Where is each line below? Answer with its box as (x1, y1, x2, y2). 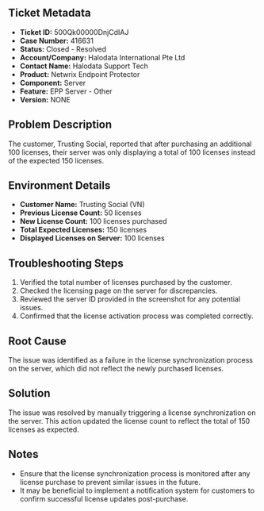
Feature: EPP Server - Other (19, 86, 113, 96)
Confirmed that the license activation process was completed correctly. (19, 311, 254, 321)
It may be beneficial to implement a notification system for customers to (19, 486, 255, 495)
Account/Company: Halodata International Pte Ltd (19, 52, 186, 62)
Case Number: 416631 (19, 36, 94, 45)
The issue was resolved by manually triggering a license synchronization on (8, 408, 256, 417)
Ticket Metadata (8, 6, 91, 20)
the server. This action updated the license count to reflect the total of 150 (8, 416, 251, 425)
